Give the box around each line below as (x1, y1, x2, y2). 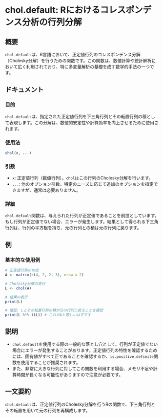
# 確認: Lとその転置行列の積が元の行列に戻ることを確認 (5, 308, 103, 313)
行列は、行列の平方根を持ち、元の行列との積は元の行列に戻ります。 (5, 225, 142, 231)
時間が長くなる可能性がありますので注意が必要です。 (16, 372, 123, 377)
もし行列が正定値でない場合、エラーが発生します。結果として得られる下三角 (5, 219, 159, 225)
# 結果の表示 (5, 294, 28, 300)
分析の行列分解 (21, 17, 82, 28)
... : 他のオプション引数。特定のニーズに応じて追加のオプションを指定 (12, 181, 154, 187)
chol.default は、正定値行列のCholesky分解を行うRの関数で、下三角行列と (5, 401, 155, 407)
